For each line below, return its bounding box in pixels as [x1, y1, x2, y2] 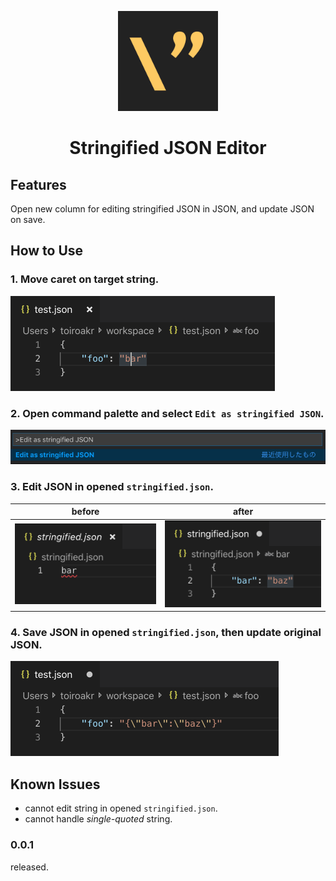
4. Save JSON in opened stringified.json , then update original [10, 626, 322, 640]
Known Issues [10, 776, 101, 793]
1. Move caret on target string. [10, 272, 160, 286]
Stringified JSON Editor [69, 137, 267, 160]
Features [10, 176, 67, 193]
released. [10, 861, 49, 873]
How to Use [10, 242, 84, 260]
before [71, 506, 100, 518]
